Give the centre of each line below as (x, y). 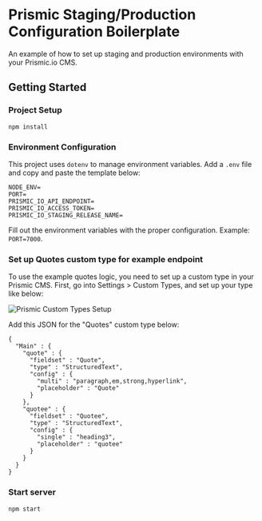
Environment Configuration (62, 147)
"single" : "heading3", (76, 437)
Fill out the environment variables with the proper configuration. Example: (129, 230)
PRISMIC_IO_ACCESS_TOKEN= (51, 208)
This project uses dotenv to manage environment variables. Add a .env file (130, 164)
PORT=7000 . (26, 238)
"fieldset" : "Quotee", (69, 416)
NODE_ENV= (25, 187)
